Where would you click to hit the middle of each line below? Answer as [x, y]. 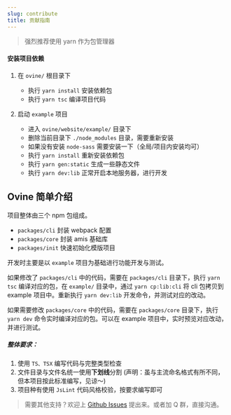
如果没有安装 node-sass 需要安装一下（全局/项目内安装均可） [115, 146]
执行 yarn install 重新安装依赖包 [76, 155]
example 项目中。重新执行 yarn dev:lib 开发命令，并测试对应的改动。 [108, 294]
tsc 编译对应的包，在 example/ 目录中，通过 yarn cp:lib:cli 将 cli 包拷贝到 [115, 286]
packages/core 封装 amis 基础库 [63, 238]
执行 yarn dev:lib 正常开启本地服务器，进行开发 [98, 172]
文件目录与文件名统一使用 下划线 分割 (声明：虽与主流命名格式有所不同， [120, 372]
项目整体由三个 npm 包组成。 [49, 215]
